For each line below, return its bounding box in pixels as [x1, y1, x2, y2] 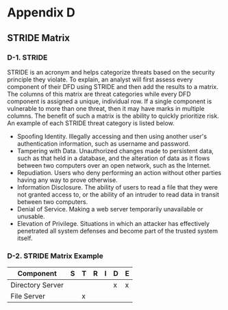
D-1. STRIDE [7, 53, 48, 62]
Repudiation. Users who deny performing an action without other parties [16, 168, 222, 177]
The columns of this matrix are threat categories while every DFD [7, 90, 191, 98]
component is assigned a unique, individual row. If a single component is [7, 97, 212, 105]
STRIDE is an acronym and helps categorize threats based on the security [7, 68, 216, 76]
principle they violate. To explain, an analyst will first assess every [7, 75, 193, 83]
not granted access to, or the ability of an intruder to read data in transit [16, 190, 220, 198]
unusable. [16, 212, 46, 220]
